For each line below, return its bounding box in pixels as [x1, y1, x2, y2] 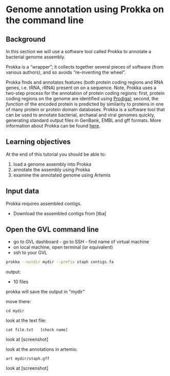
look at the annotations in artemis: [6, 346, 78, 352]
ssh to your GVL [13, 249, 48, 256]
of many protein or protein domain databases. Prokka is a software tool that [6, 107, 165, 112]
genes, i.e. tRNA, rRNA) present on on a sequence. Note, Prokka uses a [6, 85, 157, 91]
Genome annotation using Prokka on [6, 4, 164, 15]
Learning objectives [6, 137, 71, 147]
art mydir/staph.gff [6, 356, 50, 362]
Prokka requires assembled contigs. [6, 200, 81, 206]
